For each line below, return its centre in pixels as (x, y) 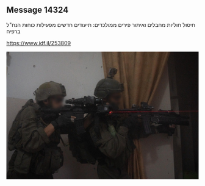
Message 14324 (38, 10)
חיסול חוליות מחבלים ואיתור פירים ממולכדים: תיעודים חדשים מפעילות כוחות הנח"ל (101, 24)
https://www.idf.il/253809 (39, 43)
